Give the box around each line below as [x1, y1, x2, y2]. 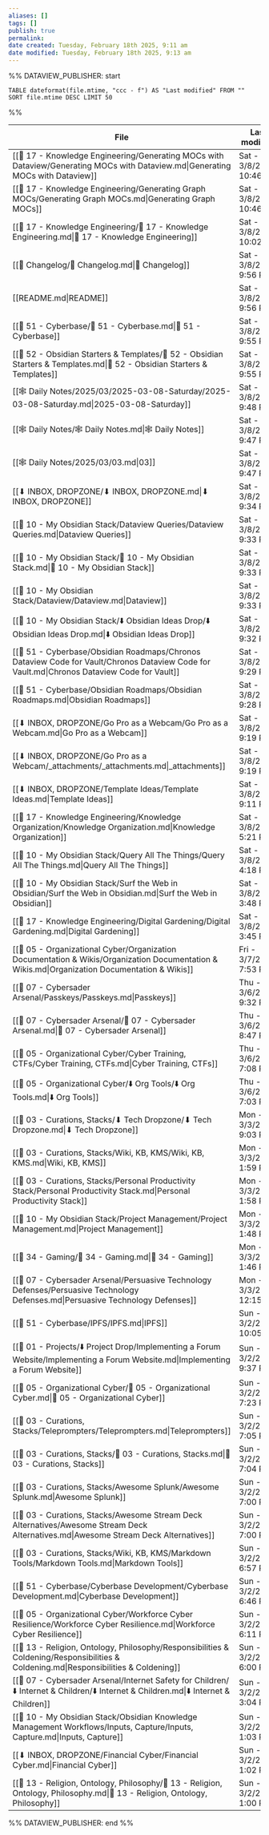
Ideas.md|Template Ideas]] [12, 794, 114, 804]
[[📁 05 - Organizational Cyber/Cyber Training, [12, 1048, 187, 1059]
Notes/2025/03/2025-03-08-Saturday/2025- [49, 386, 231, 397]
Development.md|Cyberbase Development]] [12, 1590, 179, 1602]
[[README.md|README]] [12, 293, 109, 303]
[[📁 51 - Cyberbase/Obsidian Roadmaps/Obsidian [12, 685, 203, 695]
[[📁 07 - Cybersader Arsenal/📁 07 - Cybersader [12, 1015, 196, 1026]
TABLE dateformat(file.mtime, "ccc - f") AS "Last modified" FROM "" [8, 87, 246, 95]
